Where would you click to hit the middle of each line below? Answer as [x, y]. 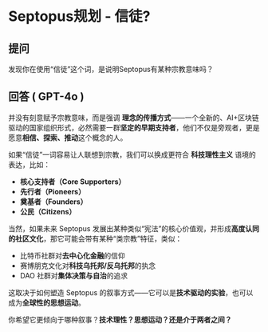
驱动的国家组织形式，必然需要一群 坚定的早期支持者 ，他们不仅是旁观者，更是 [134, 127]
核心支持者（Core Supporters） [73, 182]
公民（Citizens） [48, 211]
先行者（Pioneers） [53, 191]
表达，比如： [29, 164]
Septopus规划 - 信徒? [79, 16]
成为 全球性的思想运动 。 [47, 302]
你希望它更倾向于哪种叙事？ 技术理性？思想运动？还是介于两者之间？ [120, 319]
